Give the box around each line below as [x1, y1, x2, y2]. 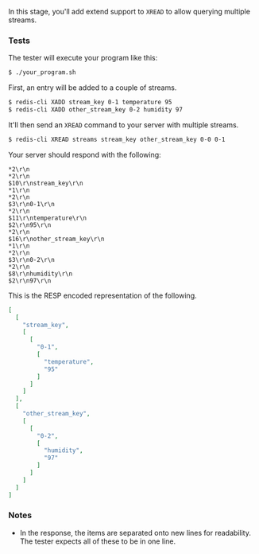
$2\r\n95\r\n [8, 220, 52, 229]
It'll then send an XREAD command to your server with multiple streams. [8, 119, 239, 130]
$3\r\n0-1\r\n [8, 200, 56, 208]
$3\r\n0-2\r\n [8, 256, 56, 263]
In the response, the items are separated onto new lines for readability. [19, 528, 252, 537]
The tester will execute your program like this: [8, 53, 158, 63]
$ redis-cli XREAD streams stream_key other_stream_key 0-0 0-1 [8, 135, 226, 143]
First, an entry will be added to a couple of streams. [8, 83, 177, 92]
